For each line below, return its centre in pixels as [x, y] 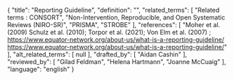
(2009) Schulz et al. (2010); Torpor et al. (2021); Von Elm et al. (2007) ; [109, 32]
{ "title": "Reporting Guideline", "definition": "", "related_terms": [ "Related [113, 10]
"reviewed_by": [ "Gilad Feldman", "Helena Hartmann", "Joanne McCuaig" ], [117, 62]
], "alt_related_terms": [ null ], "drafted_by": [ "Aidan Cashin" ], [97, 54]
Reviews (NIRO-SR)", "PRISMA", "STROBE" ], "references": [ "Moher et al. [114, 25]
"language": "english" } [41, 69]
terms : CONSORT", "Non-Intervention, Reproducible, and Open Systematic [116, 17]
